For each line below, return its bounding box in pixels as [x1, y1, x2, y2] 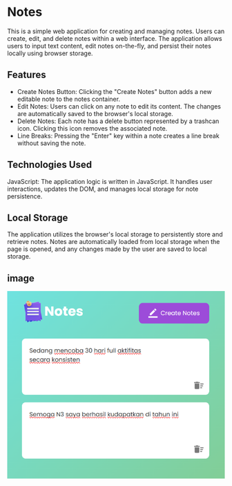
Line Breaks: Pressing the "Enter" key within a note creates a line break [17, 131, 220, 140]
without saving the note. [17, 139, 86, 147]
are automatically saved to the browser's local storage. [17, 109, 174, 118]
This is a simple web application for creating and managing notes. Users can [7, 27, 225, 35]
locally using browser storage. [7, 49, 93, 57]
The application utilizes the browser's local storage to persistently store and [7, 230, 223, 239]
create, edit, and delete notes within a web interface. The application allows [7, 34, 222, 42]
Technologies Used [7, 159, 92, 171]
